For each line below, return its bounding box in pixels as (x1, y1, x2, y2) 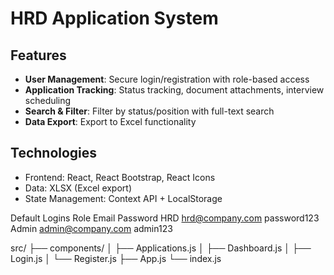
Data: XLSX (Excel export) (24, 182, 133, 194)
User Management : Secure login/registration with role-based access (24, 73, 310, 85)
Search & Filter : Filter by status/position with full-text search (24, 105, 275, 117)
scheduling (24, 95, 72, 106)
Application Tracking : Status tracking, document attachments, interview (24, 84, 325, 96)
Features (10, 47, 67, 64)
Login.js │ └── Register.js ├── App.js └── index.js (10, 252, 222, 264)
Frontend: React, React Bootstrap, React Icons (24, 171, 216, 183)
